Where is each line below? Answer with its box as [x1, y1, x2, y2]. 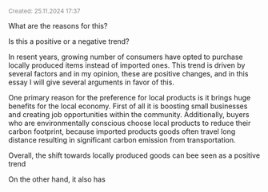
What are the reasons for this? [8, 22, 108, 30]
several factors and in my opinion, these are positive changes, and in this [8, 69, 249, 78]
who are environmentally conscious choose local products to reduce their [8, 119, 251, 127]
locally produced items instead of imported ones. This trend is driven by [8, 61, 246, 70]
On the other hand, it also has [8, 174, 106, 184]
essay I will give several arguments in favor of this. [8, 77, 174, 87]
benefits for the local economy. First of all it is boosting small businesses [8, 101, 248, 111]
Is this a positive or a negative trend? [8, 37, 130, 46]
